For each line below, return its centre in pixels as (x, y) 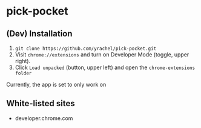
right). (23, 61)
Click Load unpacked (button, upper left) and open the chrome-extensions (105, 67)
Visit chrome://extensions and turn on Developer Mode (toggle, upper (102, 55)
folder (23, 73)
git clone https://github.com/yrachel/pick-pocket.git (86, 49)
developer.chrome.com (44, 118)
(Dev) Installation (39, 34)
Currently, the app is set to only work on (56, 84)
